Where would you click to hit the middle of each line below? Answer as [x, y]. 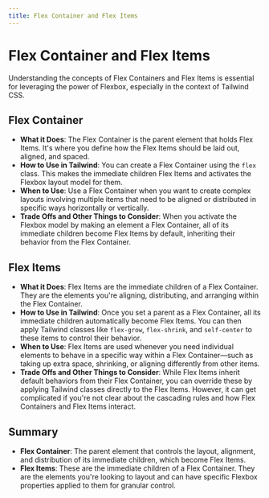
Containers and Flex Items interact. [78, 406]
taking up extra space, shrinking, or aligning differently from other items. [140, 364]
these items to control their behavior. [81, 338]
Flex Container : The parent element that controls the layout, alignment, [137, 451]
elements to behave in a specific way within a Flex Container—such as [137, 356]
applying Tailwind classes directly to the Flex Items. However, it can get [138, 389]
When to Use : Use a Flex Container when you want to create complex [135, 191]
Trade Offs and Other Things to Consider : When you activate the [128, 216]
